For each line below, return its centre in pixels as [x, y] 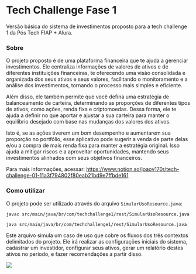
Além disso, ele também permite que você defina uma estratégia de [88, 97]
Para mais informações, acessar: [46, 169]
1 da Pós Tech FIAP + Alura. [39, 32]
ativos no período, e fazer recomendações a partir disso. [75, 254]
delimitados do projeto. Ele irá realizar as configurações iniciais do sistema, [97, 241]
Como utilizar [25, 191]
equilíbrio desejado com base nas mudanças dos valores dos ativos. [88, 122]
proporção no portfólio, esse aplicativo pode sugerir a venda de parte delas [97, 139]
